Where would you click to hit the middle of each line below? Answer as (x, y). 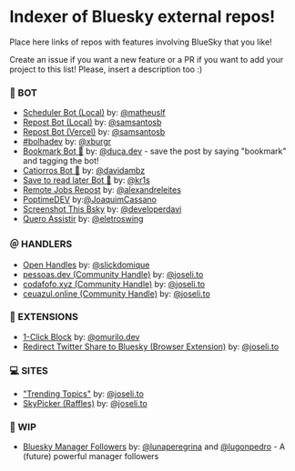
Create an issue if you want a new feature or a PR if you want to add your (147, 59)
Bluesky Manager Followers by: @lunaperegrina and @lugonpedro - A (153, 446)
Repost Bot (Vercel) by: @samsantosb (94, 132)
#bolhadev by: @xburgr (67, 142)
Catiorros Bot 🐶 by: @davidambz (84, 171)
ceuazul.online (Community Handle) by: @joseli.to (117, 294)
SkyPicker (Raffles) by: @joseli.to (85, 404)
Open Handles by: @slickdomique (86, 265)
